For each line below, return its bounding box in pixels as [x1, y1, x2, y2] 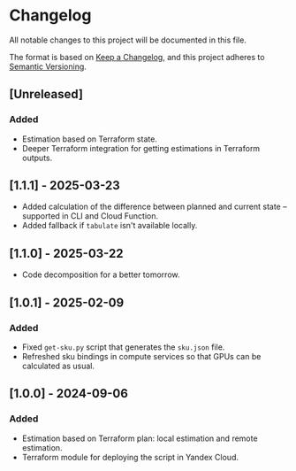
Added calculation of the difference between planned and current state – [21, 201, 287, 212]
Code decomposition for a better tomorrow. [21, 269, 180, 280]
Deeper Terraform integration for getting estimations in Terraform [21, 143, 261, 153]
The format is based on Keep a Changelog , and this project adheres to [9, 51, 265, 62]
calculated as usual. [21, 360, 95, 371]
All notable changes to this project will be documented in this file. [9, 35, 247, 45]
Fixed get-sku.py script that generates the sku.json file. [21, 342, 225, 352]
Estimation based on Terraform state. [21, 134, 157, 144]
